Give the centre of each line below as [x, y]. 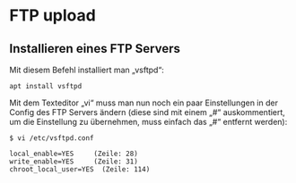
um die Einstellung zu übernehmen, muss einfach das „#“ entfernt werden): [148, 122]
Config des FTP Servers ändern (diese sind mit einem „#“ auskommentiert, [147, 112]
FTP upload [52, 16]
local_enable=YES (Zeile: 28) [74, 154]
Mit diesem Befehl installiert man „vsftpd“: [87, 70]
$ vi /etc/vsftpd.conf [52, 138]
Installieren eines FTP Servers [95, 49]
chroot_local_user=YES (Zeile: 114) [80, 170]
